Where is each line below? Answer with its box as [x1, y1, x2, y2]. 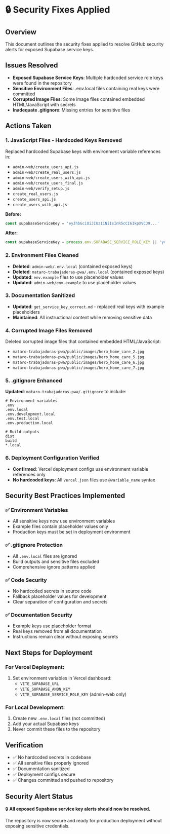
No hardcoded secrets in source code [12, 588, 92, 594]
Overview [5, 27, 37, 36]
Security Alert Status [5, 792, 73, 801]
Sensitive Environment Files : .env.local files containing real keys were [12, 85, 160, 91]
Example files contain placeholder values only [12, 523, 109, 529]
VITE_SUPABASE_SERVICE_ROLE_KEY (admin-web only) [20, 691, 127, 697]
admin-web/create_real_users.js [12, 170, 81, 175]
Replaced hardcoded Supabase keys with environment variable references [5, 148, 161, 155]
